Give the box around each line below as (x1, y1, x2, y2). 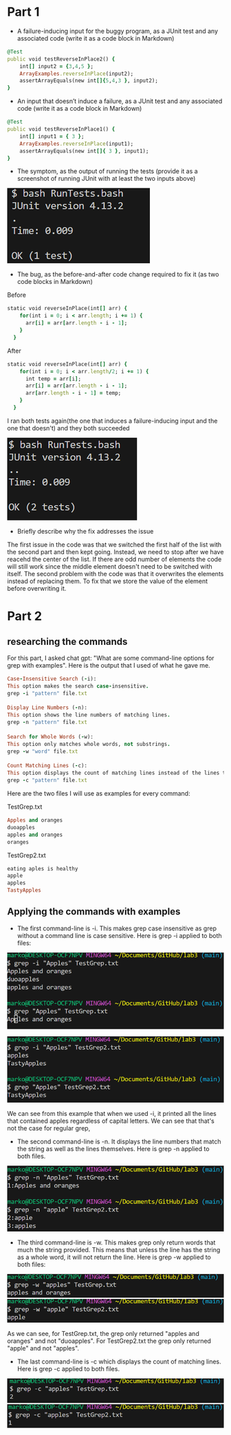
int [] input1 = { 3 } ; (19, 133, 85, 140)
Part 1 (7, 4, 40, 20)
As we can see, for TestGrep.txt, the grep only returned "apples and (7, 1330, 199, 1338)
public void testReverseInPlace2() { (7, 56, 115, 63)
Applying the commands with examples (7, 906, 181, 918)
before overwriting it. (7, 584, 67, 592)
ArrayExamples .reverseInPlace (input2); (19, 70, 134, 77)
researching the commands (7, 635, 128, 647)
